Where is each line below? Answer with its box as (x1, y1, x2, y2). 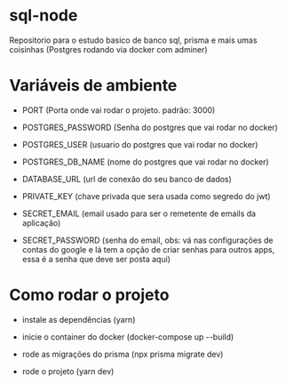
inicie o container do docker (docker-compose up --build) (21, 331, 234, 342)
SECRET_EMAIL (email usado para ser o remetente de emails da (21, 208, 256, 219)
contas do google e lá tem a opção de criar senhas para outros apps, (21, 244, 275, 254)
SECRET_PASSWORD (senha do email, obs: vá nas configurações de (21, 235, 274, 245)
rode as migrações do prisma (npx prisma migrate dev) (21, 349, 224, 359)
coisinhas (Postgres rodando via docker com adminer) (9, 44, 208, 54)
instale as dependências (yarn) (21, 314, 136, 325)
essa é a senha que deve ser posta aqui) (21, 253, 171, 264)
